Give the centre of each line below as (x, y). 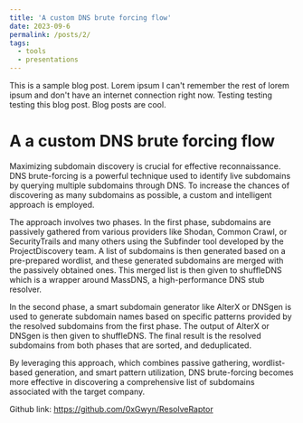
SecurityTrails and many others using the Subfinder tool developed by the (147, 241)
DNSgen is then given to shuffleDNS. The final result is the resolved (136, 335)
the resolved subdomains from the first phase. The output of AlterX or (139, 325)
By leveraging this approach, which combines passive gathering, (130, 362)
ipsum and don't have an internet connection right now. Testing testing (141, 95)
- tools (32, 52)
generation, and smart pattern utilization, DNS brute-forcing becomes (164, 372)
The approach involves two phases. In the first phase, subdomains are (140, 221)
